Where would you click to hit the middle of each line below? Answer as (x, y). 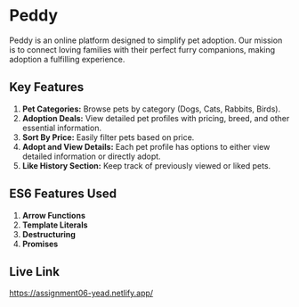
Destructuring (48, 234)
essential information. (62, 128)
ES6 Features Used (63, 194)
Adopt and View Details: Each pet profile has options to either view (146, 146)
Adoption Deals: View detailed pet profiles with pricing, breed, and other (156, 118)
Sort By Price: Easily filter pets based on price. (108, 137)
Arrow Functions (54, 215)
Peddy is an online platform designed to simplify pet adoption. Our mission (146, 40)
